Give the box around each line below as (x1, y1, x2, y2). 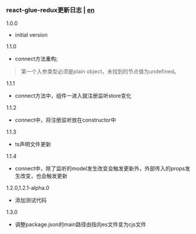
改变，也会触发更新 (20, 173, 68, 180)
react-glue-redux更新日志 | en (6, 5, 95, 14)
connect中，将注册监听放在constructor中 (14, 116, 117, 124)
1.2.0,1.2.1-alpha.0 (6, 184, 50, 192)
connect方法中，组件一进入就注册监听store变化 (14, 92, 131, 100)
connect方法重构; (14, 56, 58, 63)
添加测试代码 (14, 196, 47, 204)
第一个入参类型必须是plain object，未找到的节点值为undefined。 (20, 68, 180, 75)
